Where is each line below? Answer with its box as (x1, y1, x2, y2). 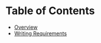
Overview (14, 24, 38, 31)
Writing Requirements (14, 29, 67, 37)
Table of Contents (5, 4, 95, 18)
